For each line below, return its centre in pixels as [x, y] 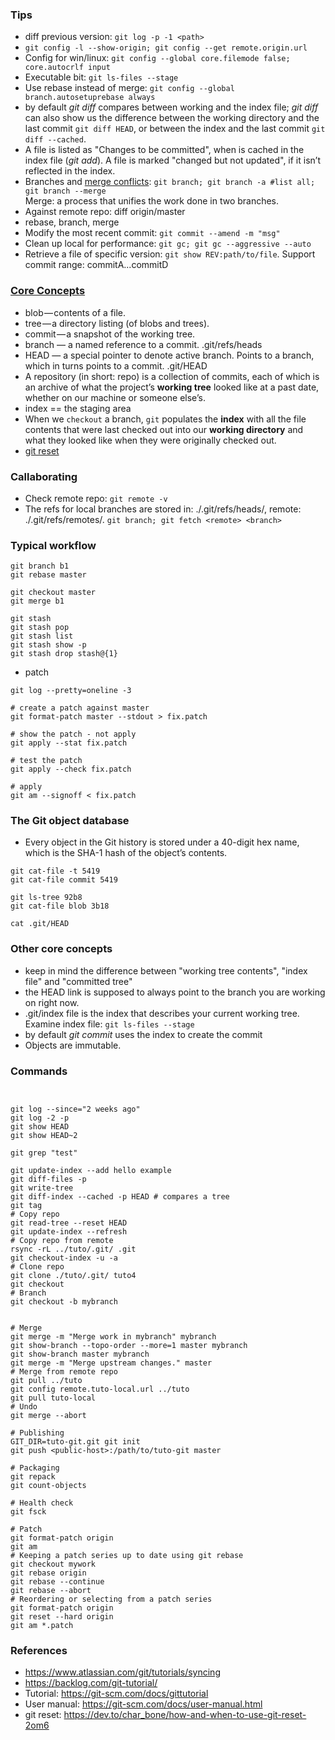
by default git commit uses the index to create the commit [143, 1034]
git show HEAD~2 [44, 1136]
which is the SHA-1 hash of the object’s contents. [126, 853]
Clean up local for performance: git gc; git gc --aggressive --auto [168, 244]
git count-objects [48, 1486]
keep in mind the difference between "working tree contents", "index [166, 970]
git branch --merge [65, 191]
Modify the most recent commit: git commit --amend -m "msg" [152, 233]
